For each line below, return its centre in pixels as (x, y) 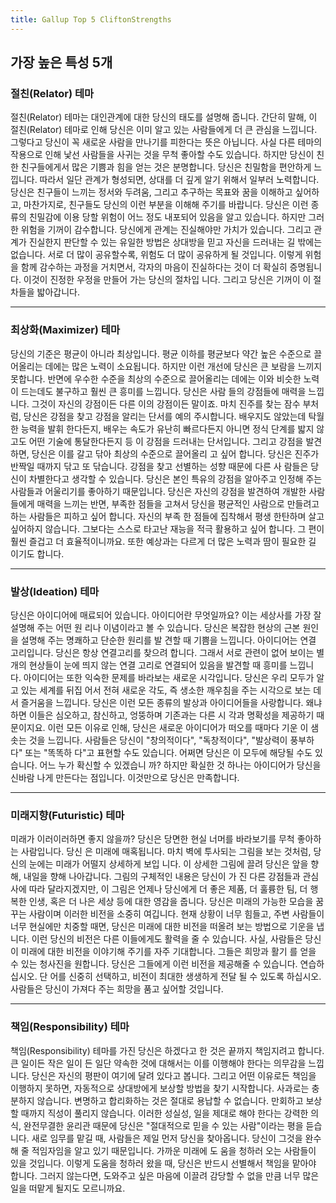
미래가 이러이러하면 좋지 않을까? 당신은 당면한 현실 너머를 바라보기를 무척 (152, 839)
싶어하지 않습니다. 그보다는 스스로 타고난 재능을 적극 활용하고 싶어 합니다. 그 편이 (167, 528)
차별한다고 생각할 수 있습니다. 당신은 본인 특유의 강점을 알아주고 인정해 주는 (175, 478)
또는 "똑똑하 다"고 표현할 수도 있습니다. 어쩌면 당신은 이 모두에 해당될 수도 (168, 752)
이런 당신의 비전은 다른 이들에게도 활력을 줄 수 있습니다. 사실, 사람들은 (167, 939)
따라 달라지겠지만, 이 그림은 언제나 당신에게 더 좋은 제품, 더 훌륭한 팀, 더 (168, 889)
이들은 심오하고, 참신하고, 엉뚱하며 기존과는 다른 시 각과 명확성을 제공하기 (171, 715)
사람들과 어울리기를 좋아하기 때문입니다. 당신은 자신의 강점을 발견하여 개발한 (158, 491)
